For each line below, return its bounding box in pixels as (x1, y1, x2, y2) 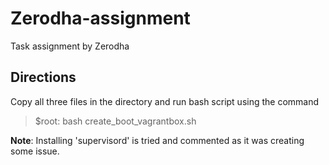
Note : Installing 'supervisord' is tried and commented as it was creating (10, 134, 305, 146)
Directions (10, 69, 77, 86)
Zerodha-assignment (10, 7, 191, 30)
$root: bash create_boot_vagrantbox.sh (34, 115, 197, 127)
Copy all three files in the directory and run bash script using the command (10, 95, 320, 107)
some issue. (10, 145, 60, 157)
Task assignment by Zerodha (10, 40, 130, 52)
